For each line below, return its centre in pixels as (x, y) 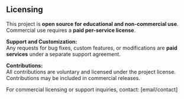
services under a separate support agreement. (64, 54)
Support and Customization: (42, 41)
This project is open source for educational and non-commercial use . (92, 24)
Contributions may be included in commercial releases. (73, 78)
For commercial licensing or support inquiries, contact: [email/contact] (92, 89)
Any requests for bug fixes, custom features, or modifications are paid (92, 48)
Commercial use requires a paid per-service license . (71, 30)
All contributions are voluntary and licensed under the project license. (91, 72)
